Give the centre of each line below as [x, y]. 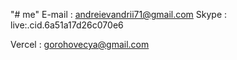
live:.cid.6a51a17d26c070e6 [67, 25]
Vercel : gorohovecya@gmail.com [80, 44]
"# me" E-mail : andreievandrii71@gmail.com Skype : [119, 14]
